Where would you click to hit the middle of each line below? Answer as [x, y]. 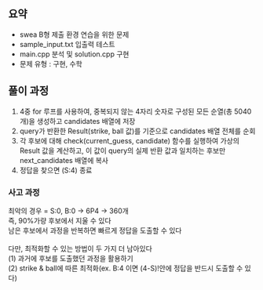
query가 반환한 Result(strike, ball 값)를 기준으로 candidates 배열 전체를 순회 [137, 131]
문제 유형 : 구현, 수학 [51, 63]
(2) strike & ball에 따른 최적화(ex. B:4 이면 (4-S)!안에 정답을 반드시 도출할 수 [126, 268]
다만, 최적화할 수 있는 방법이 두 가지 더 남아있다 [80, 248]
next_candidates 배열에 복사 [64, 160]
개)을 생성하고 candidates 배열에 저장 [77, 121]
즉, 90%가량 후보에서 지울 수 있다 [60, 220]
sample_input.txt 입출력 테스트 [67, 44]
